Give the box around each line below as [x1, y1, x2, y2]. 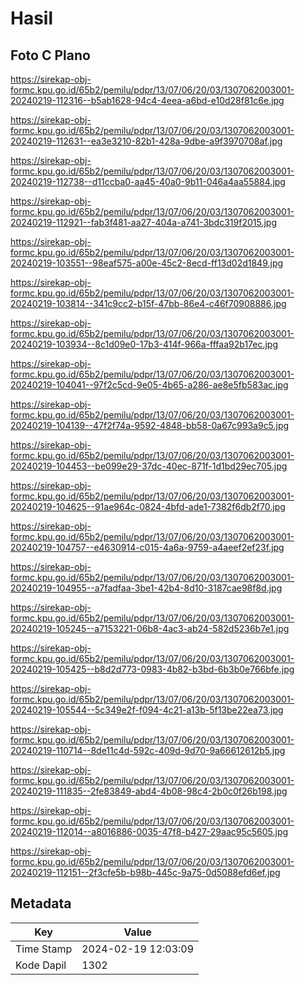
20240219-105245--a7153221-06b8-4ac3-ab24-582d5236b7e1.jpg [10, 623, 290, 634]
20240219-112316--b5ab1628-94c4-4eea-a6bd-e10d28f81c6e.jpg [10, 95, 285, 106]
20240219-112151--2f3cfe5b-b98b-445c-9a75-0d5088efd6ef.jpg [10, 867, 281, 878]
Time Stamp [15, 942, 73, 956]
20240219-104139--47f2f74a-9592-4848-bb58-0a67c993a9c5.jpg [10, 420, 290, 431]
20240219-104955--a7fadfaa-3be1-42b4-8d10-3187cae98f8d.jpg [10, 582, 283, 594]
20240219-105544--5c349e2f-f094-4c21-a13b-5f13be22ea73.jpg [10, 704, 284, 716]
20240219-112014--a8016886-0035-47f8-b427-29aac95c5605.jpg [10, 826, 289, 837]
